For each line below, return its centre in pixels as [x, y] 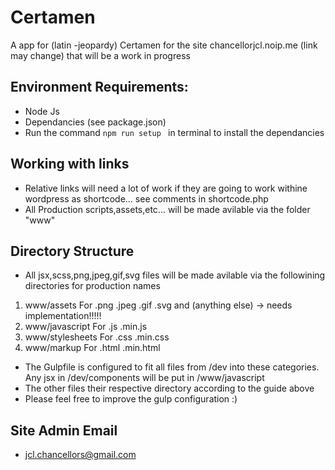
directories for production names [92, 286]
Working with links [70, 164]
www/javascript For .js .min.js [86, 327]
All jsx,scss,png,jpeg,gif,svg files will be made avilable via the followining [175, 275]
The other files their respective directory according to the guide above [169, 388]
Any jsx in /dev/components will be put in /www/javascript [144, 378]
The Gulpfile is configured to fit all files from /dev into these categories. [172, 367]
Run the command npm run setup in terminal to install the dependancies [174, 132]
